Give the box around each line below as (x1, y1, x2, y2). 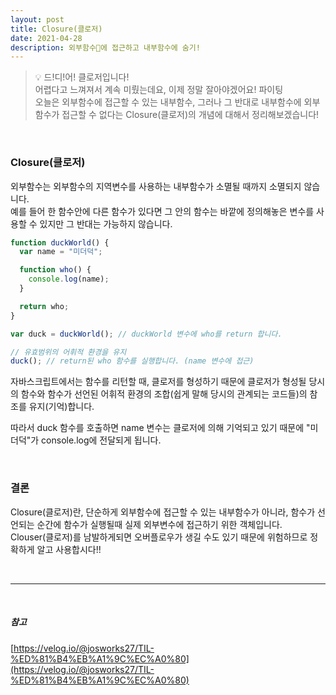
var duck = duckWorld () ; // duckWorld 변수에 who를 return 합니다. (10, 329, 283, 339)
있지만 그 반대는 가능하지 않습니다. (39, 217, 173, 230)
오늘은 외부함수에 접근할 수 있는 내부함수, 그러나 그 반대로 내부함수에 (34, 96, 302, 108)
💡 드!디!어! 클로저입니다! (34, 71, 130, 83)
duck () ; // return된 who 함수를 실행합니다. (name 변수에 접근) (10, 356, 255, 366)
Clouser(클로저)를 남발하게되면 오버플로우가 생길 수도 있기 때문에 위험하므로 (10, 531, 308, 543)
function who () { (19, 265, 92, 275)
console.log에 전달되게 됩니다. (41, 434, 162, 446)
